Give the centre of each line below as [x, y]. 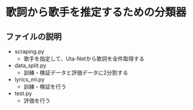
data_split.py [30, 65]
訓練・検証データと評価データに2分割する [76, 73]
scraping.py [29, 51]
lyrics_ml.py [29, 79]
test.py [23, 93]
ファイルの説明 [34, 37]
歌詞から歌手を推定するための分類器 [96, 12]
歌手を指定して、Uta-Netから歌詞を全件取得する [84, 59]
